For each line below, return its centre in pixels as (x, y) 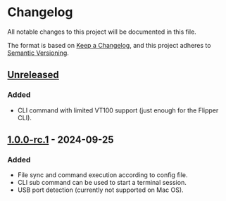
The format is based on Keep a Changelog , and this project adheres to (109, 45)
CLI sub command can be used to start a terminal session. (102, 183)
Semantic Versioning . (38, 53)
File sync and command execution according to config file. (102, 175)
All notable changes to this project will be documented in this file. (102, 32)
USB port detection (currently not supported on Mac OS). (101, 190)
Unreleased (33, 75)
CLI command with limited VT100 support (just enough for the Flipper (118, 110)
